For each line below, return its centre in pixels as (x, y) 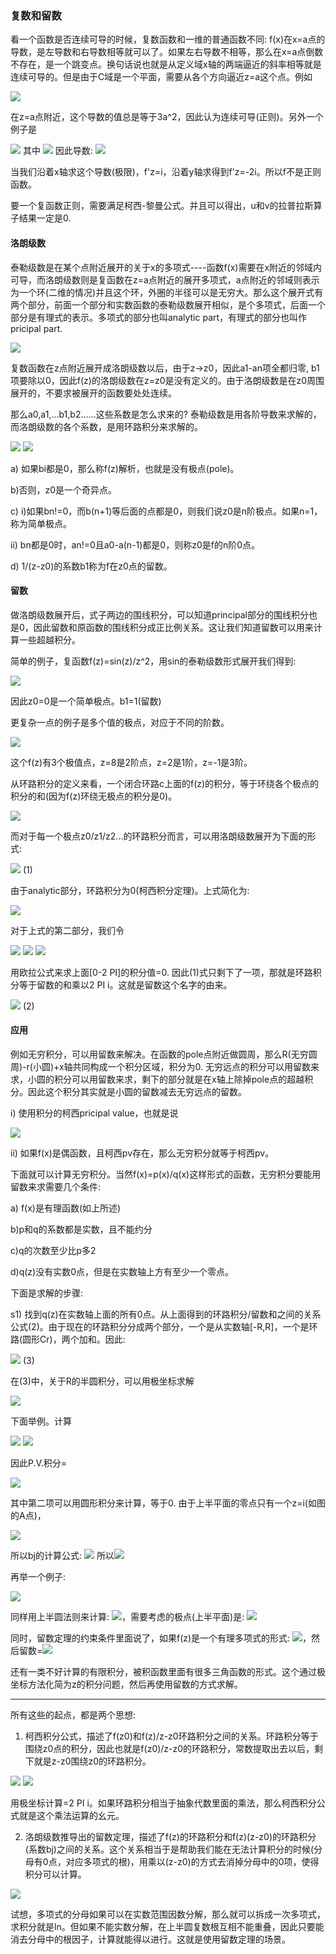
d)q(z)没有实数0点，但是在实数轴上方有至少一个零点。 (122, 1271)
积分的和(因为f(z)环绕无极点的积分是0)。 (94, 796)
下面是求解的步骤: (47, 1293)
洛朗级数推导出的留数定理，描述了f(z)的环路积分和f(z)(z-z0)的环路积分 (170, 1836)
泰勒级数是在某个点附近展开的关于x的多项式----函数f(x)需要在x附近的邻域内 (166, 267)
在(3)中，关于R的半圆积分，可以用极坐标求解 (102, 1381)
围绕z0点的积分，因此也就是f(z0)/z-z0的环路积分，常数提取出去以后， (169, 1748)
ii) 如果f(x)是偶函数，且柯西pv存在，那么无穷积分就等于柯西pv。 (142, 1153)
